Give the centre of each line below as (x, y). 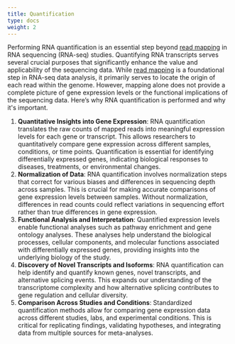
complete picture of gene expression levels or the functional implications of (118, 92)
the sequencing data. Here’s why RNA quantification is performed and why (116, 100)
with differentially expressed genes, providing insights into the (109, 250)
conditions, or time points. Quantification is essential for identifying (116, 152)
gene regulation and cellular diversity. (73, 295)
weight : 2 (22, 27)
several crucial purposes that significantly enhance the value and (103, 63)
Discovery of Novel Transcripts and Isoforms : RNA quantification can (120, 265)
